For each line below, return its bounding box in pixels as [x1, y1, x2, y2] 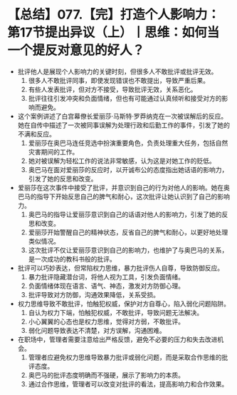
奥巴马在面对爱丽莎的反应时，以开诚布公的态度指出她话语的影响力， [28, 165, 228, 174]
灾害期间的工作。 [28, 147, 79, 156]
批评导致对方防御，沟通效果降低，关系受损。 [28, 290, 160, 299]
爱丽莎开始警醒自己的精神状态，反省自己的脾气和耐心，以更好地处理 [28, 228, 228, 236]
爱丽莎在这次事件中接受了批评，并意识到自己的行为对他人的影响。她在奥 [17, 183, 230, 191]
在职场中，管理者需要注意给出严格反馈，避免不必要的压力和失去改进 [17, 335, 218, 344]
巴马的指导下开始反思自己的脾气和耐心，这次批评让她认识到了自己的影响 [17, 192, 230, 201]
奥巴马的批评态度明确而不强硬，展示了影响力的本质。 [28, 371, 185, 379]
